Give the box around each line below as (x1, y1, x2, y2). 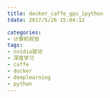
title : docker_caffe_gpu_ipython (7, 10, 104, 17)
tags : (7, 42, 23, 49)
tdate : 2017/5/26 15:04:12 (7, 17, 85, 23)
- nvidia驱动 (7, 48, 43, 55)
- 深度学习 (7, 55, 35, 62)
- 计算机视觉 (7, 35, 39, 42)
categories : (7, 29, 42, 36)
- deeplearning (7, 74, 51, 81)
